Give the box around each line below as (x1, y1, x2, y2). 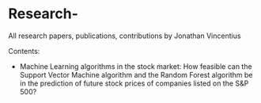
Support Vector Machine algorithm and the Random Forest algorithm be (19, 70, 253, 79)
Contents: (8, 46, 40, 55)
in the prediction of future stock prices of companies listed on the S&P (19, 78, 249, 88)
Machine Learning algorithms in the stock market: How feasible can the (19, 61, 252, 71)
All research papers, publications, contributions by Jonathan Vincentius (8, 31, 241, 40)
